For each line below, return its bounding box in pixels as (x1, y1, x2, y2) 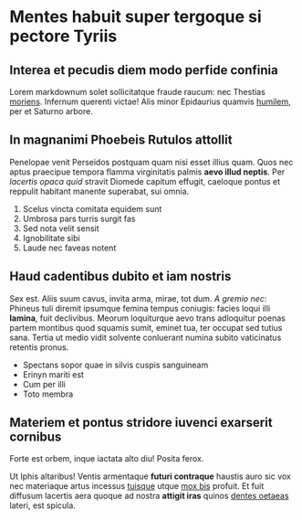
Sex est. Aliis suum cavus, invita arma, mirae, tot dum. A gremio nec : (9, 292, 267, 303)
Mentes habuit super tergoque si (9, 6, 262, 27)
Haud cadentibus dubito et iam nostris (9, 269, 232, 284)
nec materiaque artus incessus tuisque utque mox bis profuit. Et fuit (9, 481, 265, 492)
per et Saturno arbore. (9, 106, 93, 116)
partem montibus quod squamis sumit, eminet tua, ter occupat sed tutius (9, 322, 283, 333)
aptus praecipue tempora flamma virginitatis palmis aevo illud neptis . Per (9, 166, 286, 177)
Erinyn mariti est (22, 368, 85, 380)
